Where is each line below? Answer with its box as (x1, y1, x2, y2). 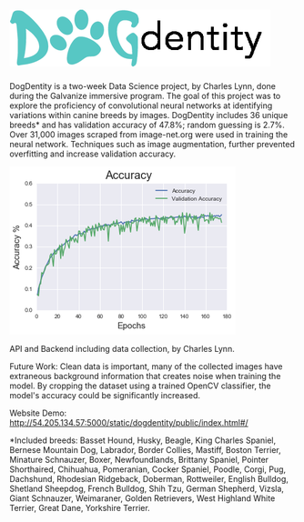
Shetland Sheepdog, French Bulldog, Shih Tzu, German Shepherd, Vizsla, (9, 483, 285, 494)
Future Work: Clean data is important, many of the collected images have (9, 360, 283, 372)
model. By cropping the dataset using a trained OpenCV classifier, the (9, 380, 271, 391)
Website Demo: (9, 407, 67, 418)
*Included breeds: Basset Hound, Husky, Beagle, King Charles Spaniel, (9, 435, 276, 446)
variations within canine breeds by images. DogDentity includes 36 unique (9, 109, 289, 120)
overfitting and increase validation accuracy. (9, 148, 177, 159)
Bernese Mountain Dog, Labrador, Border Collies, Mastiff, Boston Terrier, (9, 444, 281, 455)
